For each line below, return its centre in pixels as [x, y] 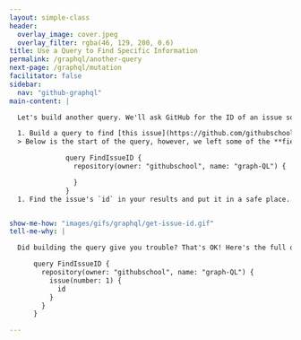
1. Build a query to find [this [78, 134]
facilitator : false [46, 76]
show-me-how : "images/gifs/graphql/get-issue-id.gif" [112, 223]
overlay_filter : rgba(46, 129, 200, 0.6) [96, 43]
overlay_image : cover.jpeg [68, 34]
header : [24, 26]
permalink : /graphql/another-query [76, 59]
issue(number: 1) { [86, 280]
